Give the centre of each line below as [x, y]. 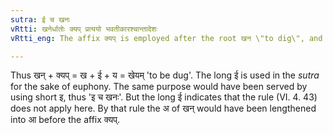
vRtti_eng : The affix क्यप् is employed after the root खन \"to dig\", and [166, 38]
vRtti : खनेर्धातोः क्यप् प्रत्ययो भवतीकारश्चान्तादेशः [84, 29]
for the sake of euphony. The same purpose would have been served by [159, 87]
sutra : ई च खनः [40, 19]
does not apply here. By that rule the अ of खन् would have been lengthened [163, 108]
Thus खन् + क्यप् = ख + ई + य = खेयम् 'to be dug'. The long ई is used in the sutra [165, 75]
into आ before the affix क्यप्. [65, 120]
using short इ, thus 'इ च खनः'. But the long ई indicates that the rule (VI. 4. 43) [164, 97]
